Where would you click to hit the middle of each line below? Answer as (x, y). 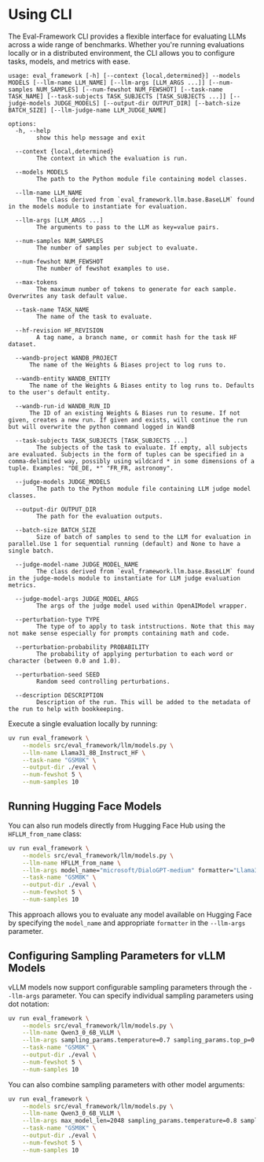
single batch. (31, 551)
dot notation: (29, 1004)
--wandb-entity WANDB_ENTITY (63, 378)
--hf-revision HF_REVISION (59, 330)
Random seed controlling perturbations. (103, 681)
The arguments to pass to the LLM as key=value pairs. (128, 227)
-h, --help (33, 131)
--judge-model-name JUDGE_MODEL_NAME (77, 564)
